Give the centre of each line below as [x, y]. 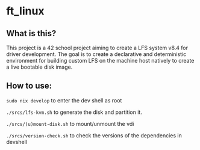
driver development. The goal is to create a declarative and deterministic [96, 54]
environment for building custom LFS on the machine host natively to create [100, 61]
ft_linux [25, 11]
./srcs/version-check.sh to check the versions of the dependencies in [94, 135]
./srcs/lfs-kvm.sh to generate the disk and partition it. [74, 112]
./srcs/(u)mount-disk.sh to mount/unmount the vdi [70, 123]
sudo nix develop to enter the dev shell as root [64, 100]
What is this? [31, 33]
